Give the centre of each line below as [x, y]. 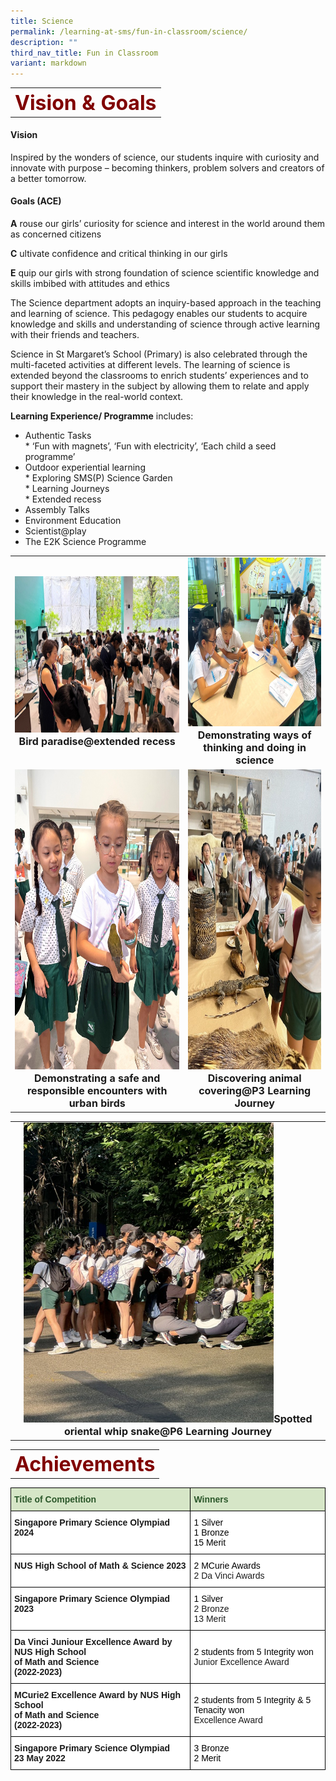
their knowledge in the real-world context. [97, 397]
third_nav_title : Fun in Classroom [84, 53]
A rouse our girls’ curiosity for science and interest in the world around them [168, 224]
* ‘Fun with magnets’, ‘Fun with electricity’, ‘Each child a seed [150, 446]
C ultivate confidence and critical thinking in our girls [119, 254]
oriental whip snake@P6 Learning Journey [168, 1432]
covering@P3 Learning [255, 1091]
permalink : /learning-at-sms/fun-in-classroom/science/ [129, 31]
